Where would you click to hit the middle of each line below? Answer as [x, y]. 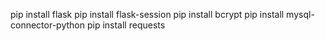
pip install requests [126, 25]
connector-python [47, 25]
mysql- [300, 14]
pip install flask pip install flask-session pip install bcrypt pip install [147, 14]
